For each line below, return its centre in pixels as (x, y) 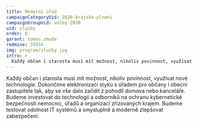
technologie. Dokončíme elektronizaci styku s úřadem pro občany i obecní (97, 84)
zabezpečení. (23, 116)
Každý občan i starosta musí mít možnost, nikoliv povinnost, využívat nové (97, 78)
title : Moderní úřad (32, 12)
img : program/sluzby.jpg (37, 50)
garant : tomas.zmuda (32, 39)
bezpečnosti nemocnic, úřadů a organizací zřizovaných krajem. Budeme (94, 103)
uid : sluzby (21, 28)
